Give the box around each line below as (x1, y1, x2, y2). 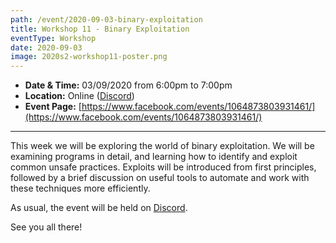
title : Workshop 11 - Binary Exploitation (10, 24, 190, 34)
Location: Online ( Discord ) (24, 90, 135, 102)
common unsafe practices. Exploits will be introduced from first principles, (10, 161, 317, 173)
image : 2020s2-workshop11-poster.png (10, 52, 168, 62)
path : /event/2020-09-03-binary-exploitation (10, 14, 203, 25)
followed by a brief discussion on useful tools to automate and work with (10, 172, 310, 184)
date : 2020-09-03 (10, 42, 83, 53)
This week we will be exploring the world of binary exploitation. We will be (10, 140, 315, 152)
